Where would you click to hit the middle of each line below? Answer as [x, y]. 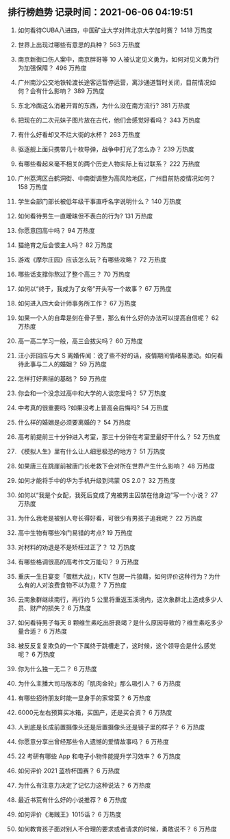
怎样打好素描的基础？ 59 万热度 [62, 378]
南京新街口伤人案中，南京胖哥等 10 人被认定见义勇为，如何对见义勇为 [116, 59]
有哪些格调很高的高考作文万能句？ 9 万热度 [78, 562]
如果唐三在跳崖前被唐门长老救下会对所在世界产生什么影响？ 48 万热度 [116, 466]
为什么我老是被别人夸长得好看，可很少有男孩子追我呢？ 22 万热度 [110, 518]
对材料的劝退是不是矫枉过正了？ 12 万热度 [76, 547]
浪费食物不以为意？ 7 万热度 [87, 585]
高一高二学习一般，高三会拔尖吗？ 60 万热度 [80, 340]
